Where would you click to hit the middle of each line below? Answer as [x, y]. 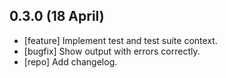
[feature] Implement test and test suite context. [120, 40]
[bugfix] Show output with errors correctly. [112, 51]
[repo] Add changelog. [70, 61]
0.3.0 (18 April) [57, 16]
